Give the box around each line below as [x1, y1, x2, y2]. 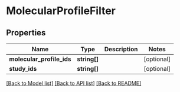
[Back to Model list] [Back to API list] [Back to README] [6, 80, 142, 87]
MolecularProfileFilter [6, 4, 116, 18]
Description [104, 45, 138, 53]
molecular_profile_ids [9, 55, 71, 63]
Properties [6, 28, 46, 38]
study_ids [9, 65, 37, 73]
